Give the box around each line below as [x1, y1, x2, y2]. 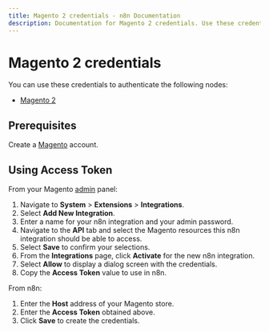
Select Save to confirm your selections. [19, 242, 151, 252]
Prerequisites [8, 118, 77, 132]
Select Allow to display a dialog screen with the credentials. [19, 259, 218, 269]
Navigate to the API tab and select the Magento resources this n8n [19, 226, 240, 235]
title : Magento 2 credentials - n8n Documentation [8, 11, 181, 20]
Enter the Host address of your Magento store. [19, 299, 175, 309]
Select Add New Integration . [19, 209, 115, 218]
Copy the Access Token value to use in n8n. [19, 268, 167, 278]
